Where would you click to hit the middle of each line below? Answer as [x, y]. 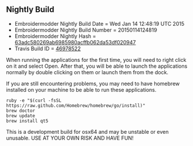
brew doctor [21, 110]
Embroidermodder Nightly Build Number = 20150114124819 [86, 30]
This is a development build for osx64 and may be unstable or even [87, 131]
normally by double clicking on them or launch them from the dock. [87, 72]
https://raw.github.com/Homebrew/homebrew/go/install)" [76, 105]
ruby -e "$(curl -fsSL [34, 100]
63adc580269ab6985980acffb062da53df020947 [75, 42]
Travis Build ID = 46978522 [48, 48]
